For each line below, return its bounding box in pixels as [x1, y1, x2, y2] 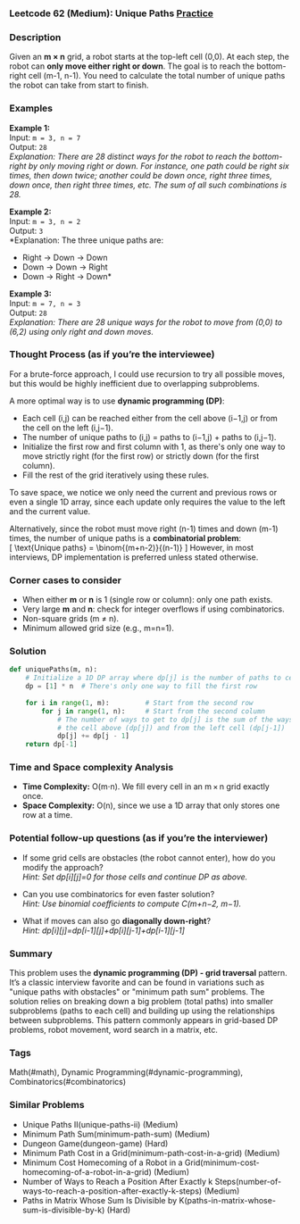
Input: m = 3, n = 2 [9, 215, 81, 226]
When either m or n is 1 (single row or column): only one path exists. [21, 595, 273, 605]
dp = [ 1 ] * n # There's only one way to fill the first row [25, 682, 257, 691]
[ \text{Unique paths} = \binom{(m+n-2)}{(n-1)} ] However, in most [9, 542, 254, 553]
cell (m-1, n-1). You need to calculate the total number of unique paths [28, 71, 286, 81]
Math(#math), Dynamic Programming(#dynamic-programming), [9, 1067, 244, 1078]
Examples [9, 102, 54, 114]
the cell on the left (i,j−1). [21, 422, 113, 433]
